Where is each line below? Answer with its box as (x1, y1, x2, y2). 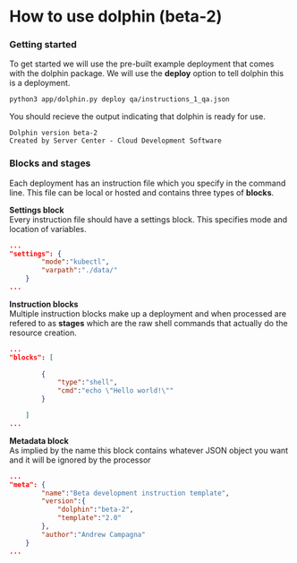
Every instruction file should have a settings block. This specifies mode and (9, 213, 288, 225)
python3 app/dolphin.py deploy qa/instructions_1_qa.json (9, 95, 230, 104)
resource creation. (9, 327, 78, 338)
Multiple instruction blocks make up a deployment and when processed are (9, 307, 287, 319)
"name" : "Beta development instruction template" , (41, 489, 230, 498)
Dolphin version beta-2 (9, 128, 98, 138)
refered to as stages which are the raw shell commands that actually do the (9, 317, 288, 328)
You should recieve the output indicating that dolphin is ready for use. (9, 111, 267, 122)
